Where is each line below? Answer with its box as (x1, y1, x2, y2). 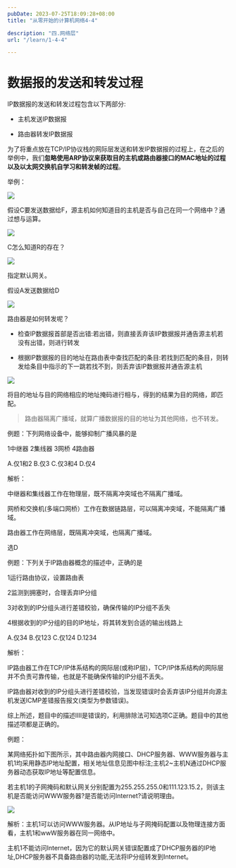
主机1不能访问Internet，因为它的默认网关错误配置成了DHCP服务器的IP (7, 844, 210, 852)
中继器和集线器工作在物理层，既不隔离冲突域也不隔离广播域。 (7, 489, 187, 498)
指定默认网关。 (7, 271, 51, 280)
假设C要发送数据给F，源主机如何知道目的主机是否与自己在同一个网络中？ (7, 206, 220, 214)
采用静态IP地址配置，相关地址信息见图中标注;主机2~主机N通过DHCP (22, 759, 221, 768)
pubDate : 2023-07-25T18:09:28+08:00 (7, 10, 115, 18)
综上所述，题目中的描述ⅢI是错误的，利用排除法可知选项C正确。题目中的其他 (7, 711, 229, 720)
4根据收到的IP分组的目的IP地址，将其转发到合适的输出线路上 (7, 618, 183, 627)
